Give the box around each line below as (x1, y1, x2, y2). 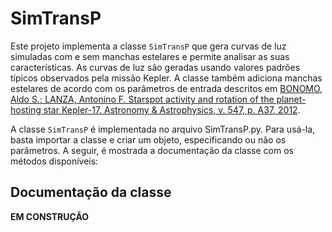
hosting (10, 103, 42, 116)
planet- (276, 93, 307, 105)
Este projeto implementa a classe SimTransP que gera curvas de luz (10, 40, 287, 52)
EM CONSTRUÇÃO (10, 210, 90, 222)
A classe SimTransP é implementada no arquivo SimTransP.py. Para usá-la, (10, 123, 316, 135)
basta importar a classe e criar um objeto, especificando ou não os (10, 133, 287, 146)
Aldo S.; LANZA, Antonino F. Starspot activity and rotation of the (10, 93, 275, 105)
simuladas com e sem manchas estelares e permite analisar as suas (10, 50, 290, 62)
